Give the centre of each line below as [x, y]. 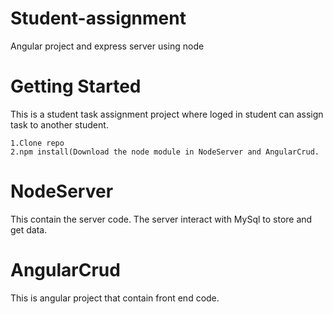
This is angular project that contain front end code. [115, 298]
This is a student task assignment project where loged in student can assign [167, 114]
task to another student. [59, 124]
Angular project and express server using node [107, 46]
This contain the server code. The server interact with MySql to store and [161, 219]
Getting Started [76, 86]
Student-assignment [98, 18]
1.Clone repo [37, 143]
